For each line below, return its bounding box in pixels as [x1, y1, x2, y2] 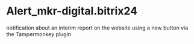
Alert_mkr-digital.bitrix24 [6, 4, 138, 18]
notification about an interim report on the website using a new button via [6, 24, 189, 31]
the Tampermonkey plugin [6, 30, 71, 37]
